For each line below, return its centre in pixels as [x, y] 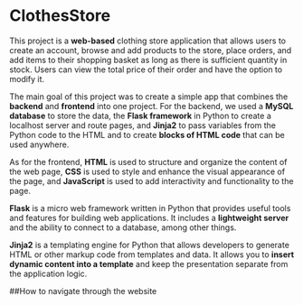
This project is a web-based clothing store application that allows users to [148, 41]
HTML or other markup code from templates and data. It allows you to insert [152, 254]
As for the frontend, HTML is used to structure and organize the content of [148, 162]
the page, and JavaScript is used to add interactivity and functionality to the [151, 180]
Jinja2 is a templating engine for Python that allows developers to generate [149, 245]
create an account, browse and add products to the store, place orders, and [151, 50]
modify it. [27, 79]
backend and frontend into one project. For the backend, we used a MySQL [151, 106]
